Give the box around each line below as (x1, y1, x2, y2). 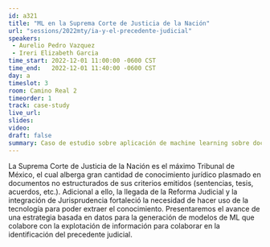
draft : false (8, 131, 52, 139)
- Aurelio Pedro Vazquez (11, 42, 95, 50)
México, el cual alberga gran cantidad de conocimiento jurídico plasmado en (8, 170, 261, 179)
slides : (8, 117, 35, 125)
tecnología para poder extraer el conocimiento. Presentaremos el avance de (8, 204, 260, 213)
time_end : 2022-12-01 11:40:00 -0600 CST (8, 64, 157, 72)
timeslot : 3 (8, 79, 48, 87)
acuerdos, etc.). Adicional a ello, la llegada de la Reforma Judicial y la (8, 187, 238, 196)
